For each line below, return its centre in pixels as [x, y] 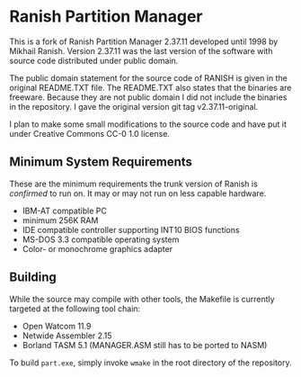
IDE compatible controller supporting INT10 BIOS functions [131, 229]
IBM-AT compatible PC [65, 211]
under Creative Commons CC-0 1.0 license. [90, 133]
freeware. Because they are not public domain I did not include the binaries [148, 97]
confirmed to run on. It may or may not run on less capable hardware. [138, 193]
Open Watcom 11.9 [57, 326]
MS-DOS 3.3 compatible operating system [101, 239]
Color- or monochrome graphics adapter [97, 248]
